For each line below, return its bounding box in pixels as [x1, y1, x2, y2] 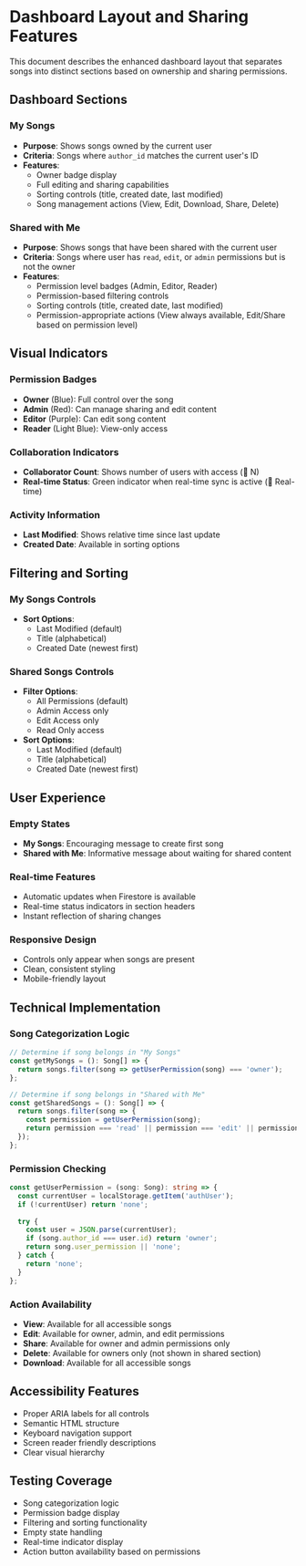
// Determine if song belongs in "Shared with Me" [9, 1090, 206, 1099]
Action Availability [9, 1298, 93, 1311]
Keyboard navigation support [22, 1427, 132, 1438]
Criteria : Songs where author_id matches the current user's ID [22, 150, 260, 161]
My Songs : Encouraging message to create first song [22, 837, 224, 849]
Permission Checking [9, 1162, 107, 1175]
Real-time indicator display [22, 1536, 124, 1547]
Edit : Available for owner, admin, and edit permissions [22, 1328, 225, 1339]
